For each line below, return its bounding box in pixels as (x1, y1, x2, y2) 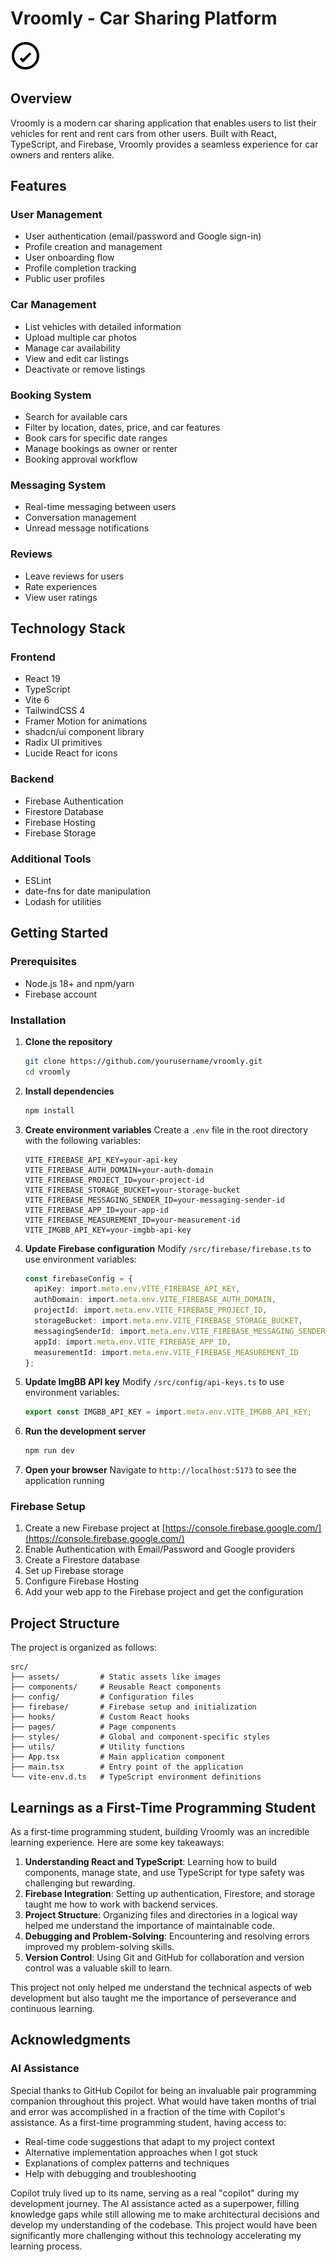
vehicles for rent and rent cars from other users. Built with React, (10, 127, 277, 139)
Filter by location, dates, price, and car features (24, 422, 221, 434)
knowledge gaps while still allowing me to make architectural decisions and (10, 2208, 320, 2220)
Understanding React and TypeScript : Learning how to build (24, 1856, 278, 1868)
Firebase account (24, 988, 98, 1000)
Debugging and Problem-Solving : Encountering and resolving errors (24, 1930, 310, 1942)
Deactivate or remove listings (24, 363, 146, 375)
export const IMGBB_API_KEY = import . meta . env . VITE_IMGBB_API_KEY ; (24, 1407, 313, 1417)
